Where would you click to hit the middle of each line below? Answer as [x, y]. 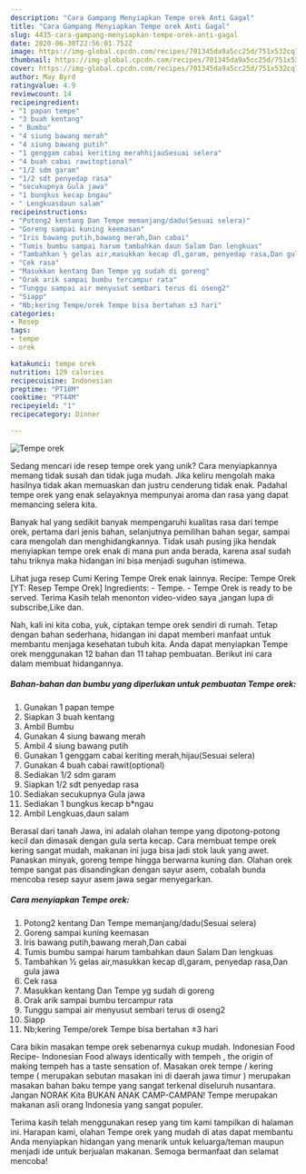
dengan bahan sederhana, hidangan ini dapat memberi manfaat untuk [141, 634]
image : [23, 52]
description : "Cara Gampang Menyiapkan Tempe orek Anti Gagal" [133, 18]
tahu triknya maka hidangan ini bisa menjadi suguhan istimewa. [128, 561]
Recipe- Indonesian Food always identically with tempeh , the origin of [142, 1056]
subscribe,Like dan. [47, 607]
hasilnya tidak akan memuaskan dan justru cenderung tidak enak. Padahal [149, 485]
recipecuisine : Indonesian [61, 381]
